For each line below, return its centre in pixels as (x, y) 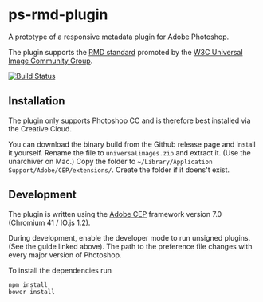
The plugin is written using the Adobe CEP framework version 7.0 (115, 214)
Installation (37, 101)
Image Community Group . (51, 61)
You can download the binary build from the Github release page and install (132, 144)
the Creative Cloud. (40, 128)
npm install (28, 284)
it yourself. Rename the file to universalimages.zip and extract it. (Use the (130, 152)
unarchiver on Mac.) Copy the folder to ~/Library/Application (110, 161)
